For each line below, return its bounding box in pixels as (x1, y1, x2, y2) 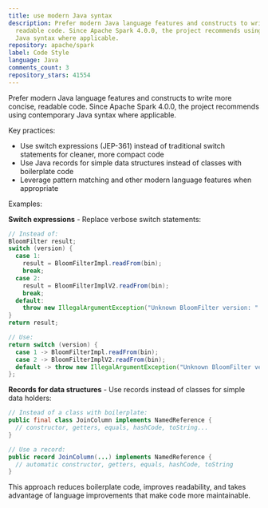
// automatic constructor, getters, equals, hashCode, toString (15, 460, 234, 468)
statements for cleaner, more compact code (19, 149, 165, 159)
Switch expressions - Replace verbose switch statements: (8, 214, 202, 224)
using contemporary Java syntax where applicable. (8, 109, 177, 120)
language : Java (8, 57, 59, 65)
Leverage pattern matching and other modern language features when (19, 175, 252, 185)
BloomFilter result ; (8, 237, 77, 245)
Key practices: (8, 125, 56, 135)
